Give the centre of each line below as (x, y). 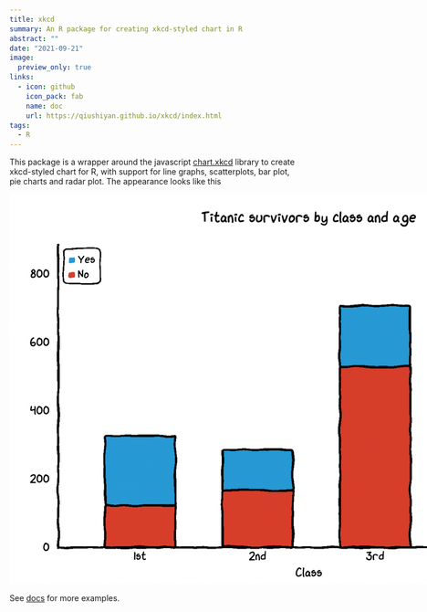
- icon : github (47, 87)
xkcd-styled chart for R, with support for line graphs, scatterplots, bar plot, (150, 172)
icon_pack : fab (55, 96)
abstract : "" (34, 38)
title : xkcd (32, 19)
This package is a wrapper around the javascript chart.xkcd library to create (152, 162)
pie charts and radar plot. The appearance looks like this (115, 182)
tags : (20, 125)
